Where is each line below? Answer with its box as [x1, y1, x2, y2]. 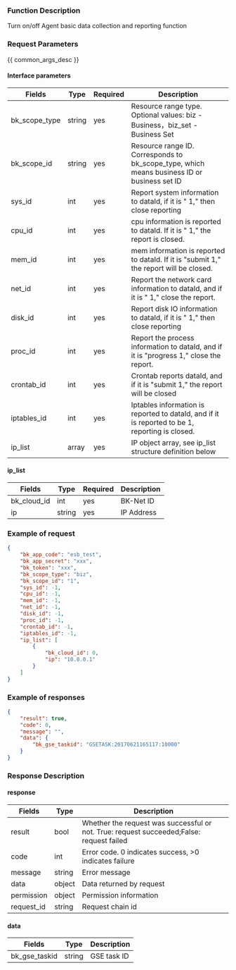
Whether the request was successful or [81, 818, 212, 828]
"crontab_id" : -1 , [20, 623, 74, 630]
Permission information [81, 890, 159, 900]
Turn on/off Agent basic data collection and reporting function [7, 22, 188, 30]
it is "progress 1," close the [131, 350, 221, 360]
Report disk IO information [131, 304, 218, 314]
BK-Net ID [120, 496, 155, 505]
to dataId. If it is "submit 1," [131, 254, 221, 264]
